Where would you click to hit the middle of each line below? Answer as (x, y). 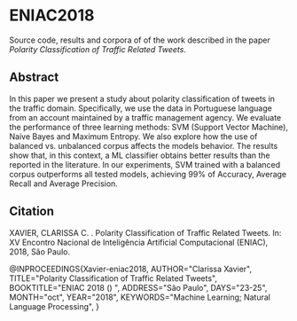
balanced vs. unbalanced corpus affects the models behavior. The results (144, 145)
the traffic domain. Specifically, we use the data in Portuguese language (141, 108)
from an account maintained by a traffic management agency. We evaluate (145, 117)
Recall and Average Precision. (63, 184)
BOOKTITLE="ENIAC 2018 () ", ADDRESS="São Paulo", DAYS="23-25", (138, 287)
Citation (32, 211)
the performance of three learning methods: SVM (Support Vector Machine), (148, 127)
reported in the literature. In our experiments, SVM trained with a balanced (145, 164)
